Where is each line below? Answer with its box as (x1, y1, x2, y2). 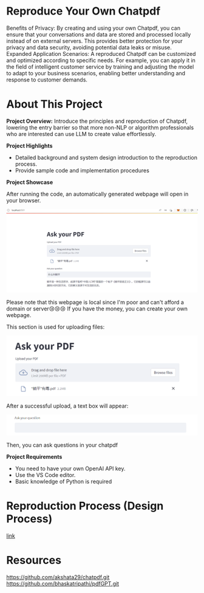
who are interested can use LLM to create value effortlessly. (6, 130, 157, 137)
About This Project (6, 97, 103, 111)
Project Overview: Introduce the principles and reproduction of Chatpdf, (6, 117, 188, 125)
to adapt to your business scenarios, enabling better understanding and (6, 69, 186, 77)
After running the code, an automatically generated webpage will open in (6, 190, 189, 197)
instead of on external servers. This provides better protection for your (6, 37, 183, 44)
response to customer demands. (6, 76, 88, 83)
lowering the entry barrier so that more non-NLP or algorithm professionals (6, 123, 194, 131)
